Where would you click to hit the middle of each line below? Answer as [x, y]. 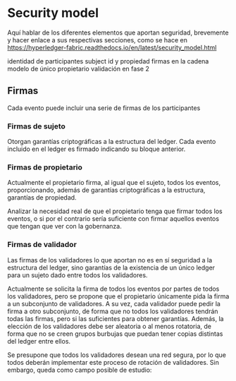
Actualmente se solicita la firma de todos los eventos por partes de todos [113, 289]
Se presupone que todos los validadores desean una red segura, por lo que [117, 355]
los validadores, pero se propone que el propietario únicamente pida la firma [118, 296]
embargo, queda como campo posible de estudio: [80, 370]
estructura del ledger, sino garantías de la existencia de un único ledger [111, 267]
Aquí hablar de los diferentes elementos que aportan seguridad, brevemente [118, 32]
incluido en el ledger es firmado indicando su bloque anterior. [97, 149]
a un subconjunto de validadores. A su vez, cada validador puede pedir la [114, 303]
